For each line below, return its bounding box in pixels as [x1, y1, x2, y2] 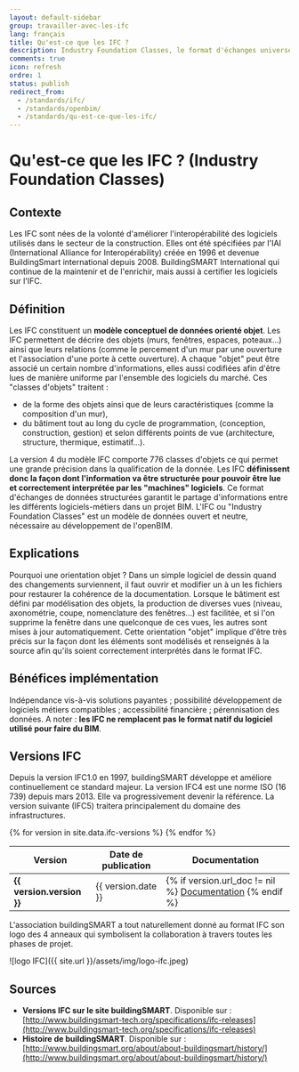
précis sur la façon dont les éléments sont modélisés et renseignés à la [9, 635, 270, 646]
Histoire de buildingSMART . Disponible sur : [21, 1034, 187, 1044]
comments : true [9, 54, 66, 63]
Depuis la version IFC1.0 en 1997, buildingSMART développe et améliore [9, 772, 272, 783]
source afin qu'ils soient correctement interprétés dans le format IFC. [9, 645, 263, 656]
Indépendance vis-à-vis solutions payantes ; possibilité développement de [9, 695, 283, 705]
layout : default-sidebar [9, 12, 101, 22]
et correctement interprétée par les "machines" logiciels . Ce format [9, 482, 264, 493]
